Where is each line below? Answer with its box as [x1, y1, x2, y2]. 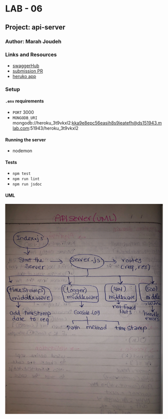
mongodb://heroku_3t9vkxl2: [12, 119, 72, 125]
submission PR [12, 68, 43, 74]
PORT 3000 [12, 109, 34, 115]
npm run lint [12, 176, 40, 181]
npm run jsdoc [12, 182, 42, 187]
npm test [12, 171, 31, 176]
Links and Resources [5, 51, 57, 58]
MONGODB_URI [12, 115, 37, 120]
